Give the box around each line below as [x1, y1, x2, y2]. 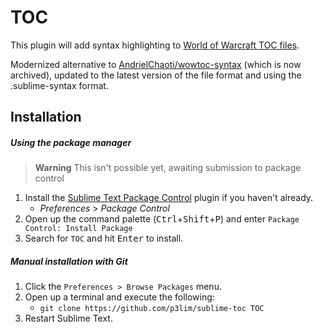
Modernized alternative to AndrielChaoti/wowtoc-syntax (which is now [10, 58, 302, 70]
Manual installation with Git [10, 255, 128, 267]
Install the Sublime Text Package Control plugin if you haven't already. [24, 192, 314, 204]
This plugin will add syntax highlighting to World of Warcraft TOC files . [10, 39, 300, 51]
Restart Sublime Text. [24, 312, 113, 325]
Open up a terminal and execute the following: [24, 291, 215, 303]
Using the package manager [10, 136, 132, 148]
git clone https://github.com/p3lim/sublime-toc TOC [39, 304, 265, 314]
